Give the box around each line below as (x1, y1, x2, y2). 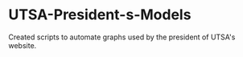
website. (8, 40, 37, 50)
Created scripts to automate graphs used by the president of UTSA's (8, 32, 236, 42)
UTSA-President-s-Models (8, 6, 192, 24)
